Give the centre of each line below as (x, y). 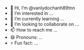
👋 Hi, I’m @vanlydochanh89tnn (43, 8)
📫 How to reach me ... (34, 30)
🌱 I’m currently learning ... (37, 19)
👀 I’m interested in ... (32, 13)
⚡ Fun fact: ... (24, 43)
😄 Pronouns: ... (26, 37)
